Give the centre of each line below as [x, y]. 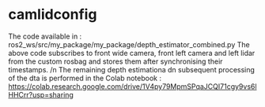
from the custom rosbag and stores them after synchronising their [115, 61]
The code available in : [45, 36]
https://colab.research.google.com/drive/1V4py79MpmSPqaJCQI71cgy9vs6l [132, 86]
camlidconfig [53, 15]
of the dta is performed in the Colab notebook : [85, 78]
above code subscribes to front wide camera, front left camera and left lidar [132, 53]
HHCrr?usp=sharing [41, 94]
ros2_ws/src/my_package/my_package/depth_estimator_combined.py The [129, 44]
